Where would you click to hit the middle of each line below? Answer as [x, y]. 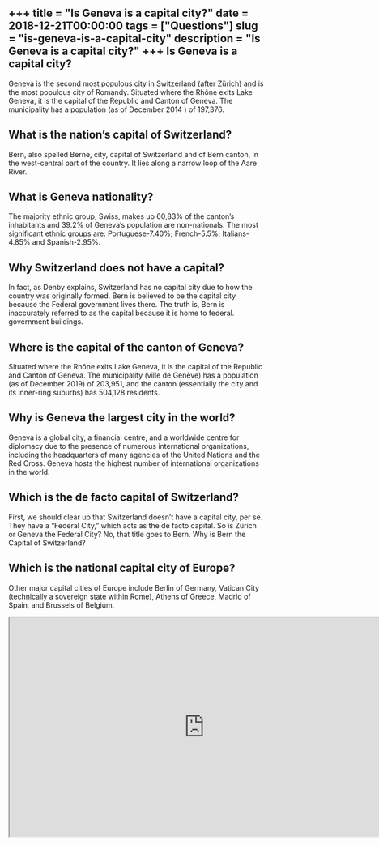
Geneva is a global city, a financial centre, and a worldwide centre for [124, 437]
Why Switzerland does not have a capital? [117, 268]
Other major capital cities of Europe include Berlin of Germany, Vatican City [134, 587]
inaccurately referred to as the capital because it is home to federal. [121, 313]
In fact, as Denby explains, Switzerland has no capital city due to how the [130, 288]
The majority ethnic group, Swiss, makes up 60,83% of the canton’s [121, 216]
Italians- [236, 233]
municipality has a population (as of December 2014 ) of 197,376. [117, 109]
